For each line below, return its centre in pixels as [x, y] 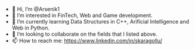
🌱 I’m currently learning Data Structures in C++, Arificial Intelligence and [100, 21]
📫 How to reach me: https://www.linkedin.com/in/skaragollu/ [87, 41]
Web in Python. [30, 28]
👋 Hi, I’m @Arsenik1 [36, 9]
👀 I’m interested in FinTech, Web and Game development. [82, 15]
